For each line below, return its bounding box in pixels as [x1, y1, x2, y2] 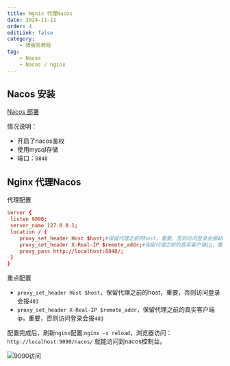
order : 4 [7, 23, 32, 30]
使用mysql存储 [16, 146, 59, 154]
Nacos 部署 [7, 108, 40, 116]
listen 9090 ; [10, 216, 48, 223]
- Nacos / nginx [19, 61, 66, 68]
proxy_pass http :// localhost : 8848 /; [19, 248, 125, 255]
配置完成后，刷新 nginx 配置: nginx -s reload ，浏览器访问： [7, 329, 172, 337]
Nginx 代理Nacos [7, 176, 81, 187]
